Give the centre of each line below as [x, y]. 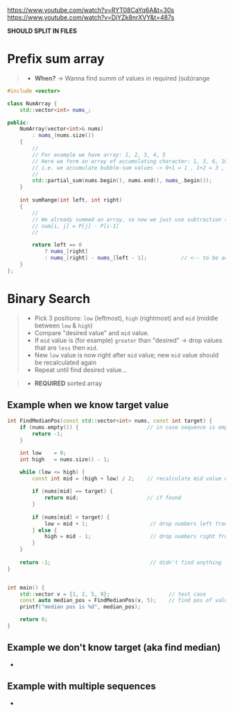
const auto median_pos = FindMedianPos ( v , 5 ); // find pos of [116, 601]
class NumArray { [32, 104]
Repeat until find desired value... [80, 370]
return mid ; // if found [113, 498]
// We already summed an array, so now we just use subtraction [127, 219]
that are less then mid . [66, 348]
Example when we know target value [88, 405]
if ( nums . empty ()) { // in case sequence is [118, 428]
